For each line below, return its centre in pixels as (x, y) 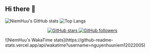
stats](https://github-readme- (84, 40)
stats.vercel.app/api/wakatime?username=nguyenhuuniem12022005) (75, 45)
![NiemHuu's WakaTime (29, 40)
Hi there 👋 (20, 9)
